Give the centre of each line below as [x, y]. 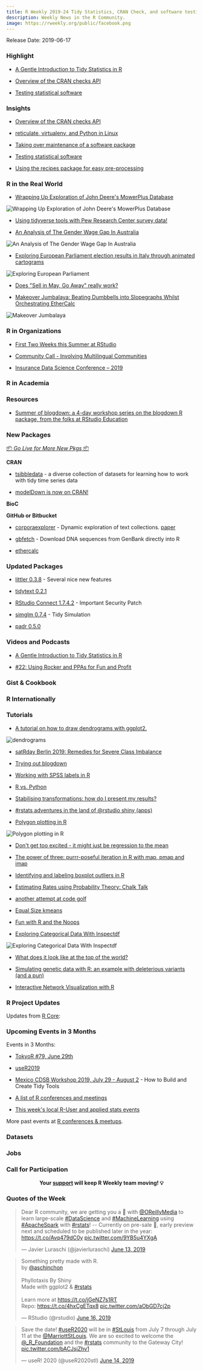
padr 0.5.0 [28, 626]
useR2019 [27, 1068]
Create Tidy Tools [37, 1086]
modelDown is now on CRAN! [52, 492]
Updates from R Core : [33, 1016]
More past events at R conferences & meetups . [65, 1122]
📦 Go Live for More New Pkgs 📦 [48, 449]
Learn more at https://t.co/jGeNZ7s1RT [69, 1299]
